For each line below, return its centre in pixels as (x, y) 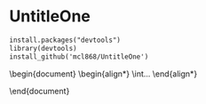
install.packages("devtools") (65, 40)
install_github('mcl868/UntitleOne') (79, 56)
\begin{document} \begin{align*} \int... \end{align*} (103, 74)
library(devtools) (43, 48)
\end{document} (40, 91)
